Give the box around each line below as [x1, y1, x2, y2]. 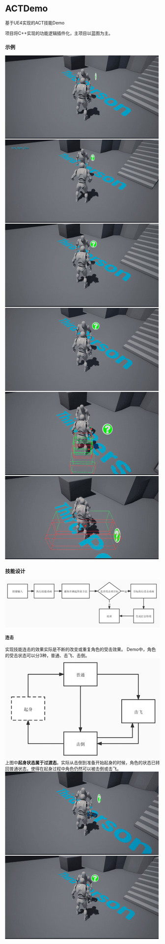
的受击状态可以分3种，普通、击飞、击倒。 [5, 652, 90, 658]
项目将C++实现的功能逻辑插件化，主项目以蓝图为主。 [5, 30, 113, 36]
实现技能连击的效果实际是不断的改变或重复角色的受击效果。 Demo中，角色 [5, 646, 156, 652]
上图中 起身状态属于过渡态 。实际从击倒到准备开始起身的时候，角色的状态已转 [5, 760, 160, 766]
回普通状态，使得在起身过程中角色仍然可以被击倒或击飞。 [5, 766, 121, 772]
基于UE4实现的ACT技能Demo [5, 20, 65, 26]
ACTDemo [5, 3, 48, 14]
